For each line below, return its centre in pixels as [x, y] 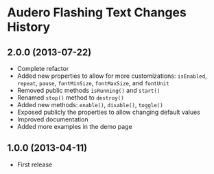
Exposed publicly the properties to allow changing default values [108, 112]
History [29, 27]
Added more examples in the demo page [74, 127]
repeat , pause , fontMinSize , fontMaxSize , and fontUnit [93, 83]
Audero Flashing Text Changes [97, 13]
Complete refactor [43, 69]
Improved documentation [52, 119]
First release [35, 164]
